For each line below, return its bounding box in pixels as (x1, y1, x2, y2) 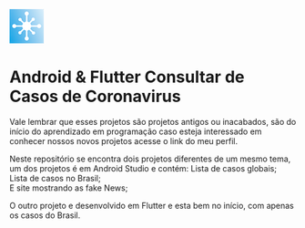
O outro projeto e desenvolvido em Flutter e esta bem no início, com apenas (9, 200, 294, 211)
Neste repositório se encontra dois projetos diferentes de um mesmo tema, (9, 153, 291, 164)
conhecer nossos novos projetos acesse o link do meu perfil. (9, 135, 239, 146)
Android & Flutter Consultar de (9, 67, 245, 88)
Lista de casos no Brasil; (9, 172, 102, 183)
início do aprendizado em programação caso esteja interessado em (9, 126, 262, 137)
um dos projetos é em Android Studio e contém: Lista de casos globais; (9, 162, 278, 173)
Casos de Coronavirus (9, 87, 181, 107)
